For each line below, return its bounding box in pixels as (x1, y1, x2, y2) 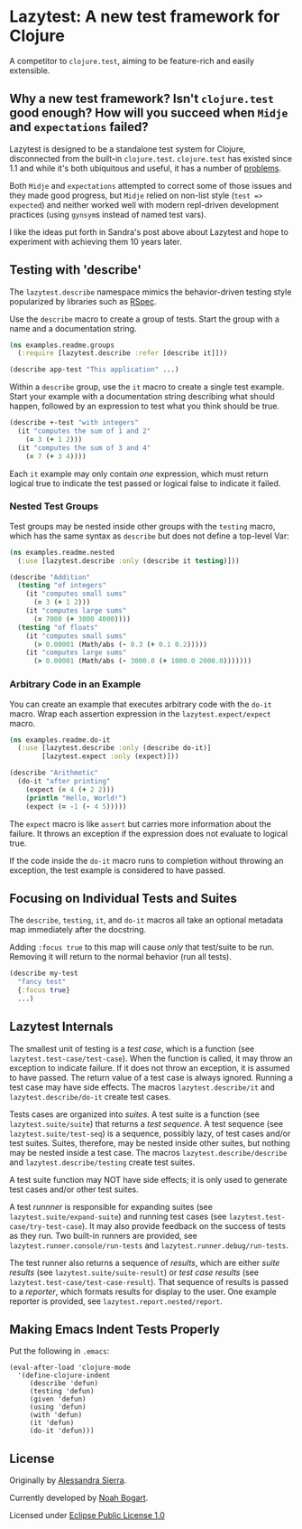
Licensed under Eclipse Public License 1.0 (9, 1510, 165, 1521)
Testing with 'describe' (9, 262, 142, 277)
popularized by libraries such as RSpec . (9, 295, 157, 306)
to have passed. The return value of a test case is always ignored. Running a (9, 1072, 293, 1083)
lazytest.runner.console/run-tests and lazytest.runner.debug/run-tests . (9, 1240, 288, 1251)
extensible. (9, 65, 50, 76)
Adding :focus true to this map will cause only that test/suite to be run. (9, 942, 275, 952)
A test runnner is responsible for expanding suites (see (9, 1201, 214, 1212)
